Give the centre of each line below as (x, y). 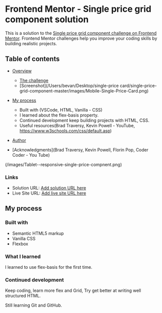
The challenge (34, 80)
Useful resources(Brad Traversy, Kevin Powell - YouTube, (77, 125)
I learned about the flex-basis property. (59, 115)
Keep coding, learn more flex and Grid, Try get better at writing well (73, 290)
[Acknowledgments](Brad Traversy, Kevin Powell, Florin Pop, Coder (80, 150)
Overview (22, 71)
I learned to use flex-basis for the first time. (49, 267)
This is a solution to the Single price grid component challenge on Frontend (81, 33)
